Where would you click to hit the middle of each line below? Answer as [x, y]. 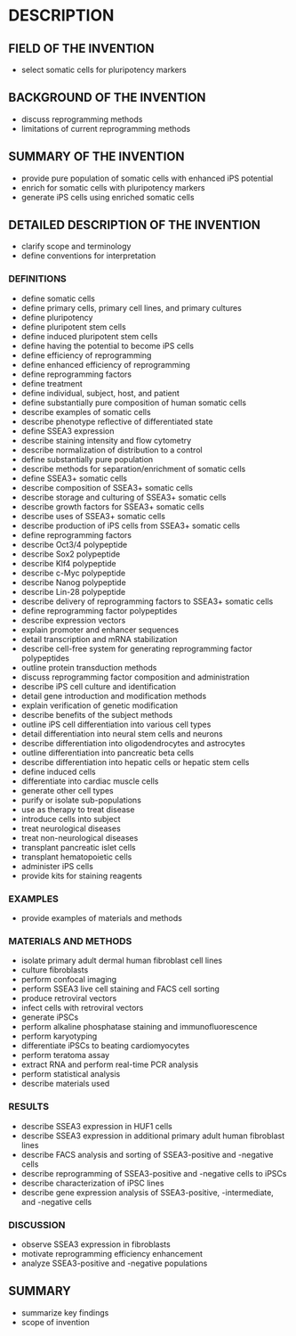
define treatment [52, 383]
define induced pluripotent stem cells [89, 336]
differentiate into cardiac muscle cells [90, 781]
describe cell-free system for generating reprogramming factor [136, 648]
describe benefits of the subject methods [97, 714]
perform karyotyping [59, 1036]
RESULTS [29, 1107]
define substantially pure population [87, 459]
